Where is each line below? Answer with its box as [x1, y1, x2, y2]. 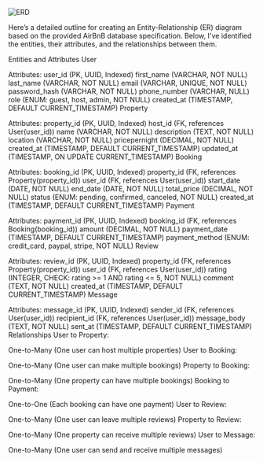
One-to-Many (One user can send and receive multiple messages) [8, 445, 223, 454]
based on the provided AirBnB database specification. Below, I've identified [8, 31, 252, 40]
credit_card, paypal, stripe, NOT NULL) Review [8, 241, 159, 250]
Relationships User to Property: [8, 331, 110, 339]
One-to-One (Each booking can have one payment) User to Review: [8, 400, 228, 408]
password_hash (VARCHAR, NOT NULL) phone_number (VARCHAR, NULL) [8, 87, 250, 96]
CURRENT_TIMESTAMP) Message [8, 290, 118, 299]
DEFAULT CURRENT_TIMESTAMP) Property [8, 103, 148, 113]
